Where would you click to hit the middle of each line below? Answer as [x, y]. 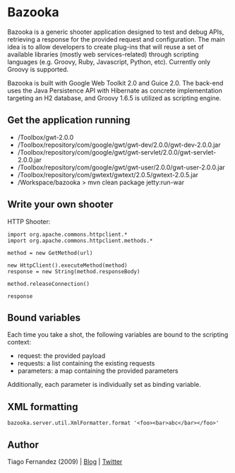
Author [23, 444]
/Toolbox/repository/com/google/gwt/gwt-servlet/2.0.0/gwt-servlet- [117, 152]
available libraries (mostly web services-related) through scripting [103, 54]
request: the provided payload [61, 356]
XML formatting [43, 407]
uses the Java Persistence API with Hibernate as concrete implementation [115, 90]
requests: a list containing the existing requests [86, 364]
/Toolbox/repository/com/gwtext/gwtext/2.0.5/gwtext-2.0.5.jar [108, 174]
